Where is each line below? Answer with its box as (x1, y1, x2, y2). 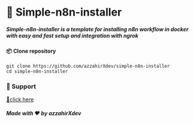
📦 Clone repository (6, 47, 56, 55)
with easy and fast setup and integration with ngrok (6, 32, 139, 39)
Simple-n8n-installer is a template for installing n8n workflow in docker (6, 25, 189, 32)
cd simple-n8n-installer (6, 68, 68, 74)
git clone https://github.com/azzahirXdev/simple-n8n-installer (6, 63, 170, 69)
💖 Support (6, 82, 37, 91)
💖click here (6, 96, 34, 103)
